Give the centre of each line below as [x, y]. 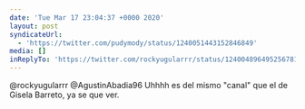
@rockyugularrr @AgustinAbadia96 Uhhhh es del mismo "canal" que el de [149, 85]
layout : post [34, 26]
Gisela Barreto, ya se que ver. [64, 95]
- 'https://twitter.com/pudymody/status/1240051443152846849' [138, 43]
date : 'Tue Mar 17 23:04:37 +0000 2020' [87, 18]
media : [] [28, 51]
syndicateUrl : [36, 34]
